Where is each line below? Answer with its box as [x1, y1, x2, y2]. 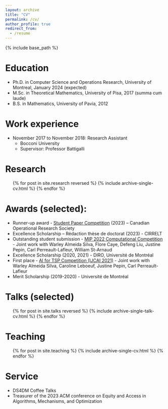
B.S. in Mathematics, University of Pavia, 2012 [12, 100, 108, 107]
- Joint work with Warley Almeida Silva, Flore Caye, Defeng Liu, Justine [12, 241, 160, 247]
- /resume [10, 31, 30, 36]
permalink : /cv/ [5, 17, 39, 22]
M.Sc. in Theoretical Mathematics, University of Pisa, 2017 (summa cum [12, 89, 162, 96]
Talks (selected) [5, 291, 75, 302]
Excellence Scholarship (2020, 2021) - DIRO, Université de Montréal [12, 252, 154, 258]
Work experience [5, 118, 79, 130]
